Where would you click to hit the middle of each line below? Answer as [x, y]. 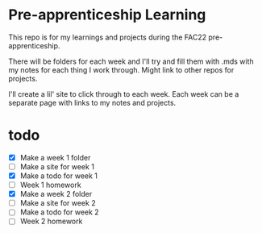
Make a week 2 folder [56, 194]
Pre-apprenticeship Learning [107, 15]
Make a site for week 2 [58, 203]
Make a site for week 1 [57, 166]
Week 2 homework [51, 221]
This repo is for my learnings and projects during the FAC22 [108, 37]
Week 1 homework [51, 185]
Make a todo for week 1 [59, 176]
